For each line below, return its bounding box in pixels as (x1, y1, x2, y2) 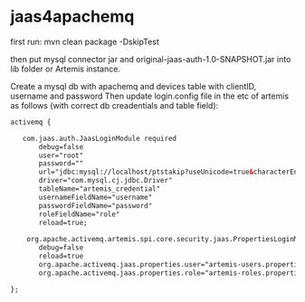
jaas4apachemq (10, 6, 135, 27)
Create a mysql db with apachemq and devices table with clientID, (10, 80, 257, 91)
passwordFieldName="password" (38, 201, 153, 210)
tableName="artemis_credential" (38, 184, 161, 193)
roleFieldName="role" (38, 210, 120, 219)
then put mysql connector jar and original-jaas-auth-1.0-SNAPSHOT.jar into (10, 53, 291, 64)
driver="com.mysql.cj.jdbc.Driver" (38, 176, 173, 185)
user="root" (38, 151, 84, 160)
